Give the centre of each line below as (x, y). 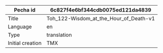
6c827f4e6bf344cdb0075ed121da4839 (101, 10)
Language (20, 26)
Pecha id (25, 10)
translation (59, 35)
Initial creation (25, 43)
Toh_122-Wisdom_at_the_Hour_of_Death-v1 (101, 18)
